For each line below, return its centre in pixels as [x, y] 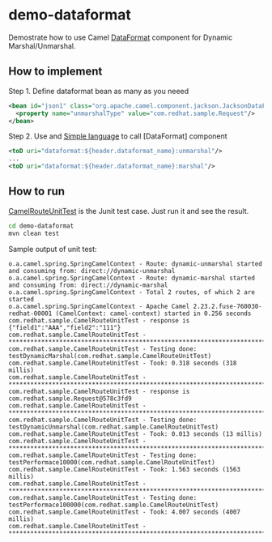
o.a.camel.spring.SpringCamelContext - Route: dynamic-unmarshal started [136, 264]
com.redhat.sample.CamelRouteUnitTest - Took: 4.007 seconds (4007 [125, 512]
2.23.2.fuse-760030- [228, 306]
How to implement [55, 72]
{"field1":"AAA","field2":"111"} [65, 327]
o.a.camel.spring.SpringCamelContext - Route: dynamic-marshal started [132, 278]
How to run [37, 192]
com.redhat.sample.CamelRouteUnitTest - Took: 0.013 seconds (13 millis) [136, 434]
